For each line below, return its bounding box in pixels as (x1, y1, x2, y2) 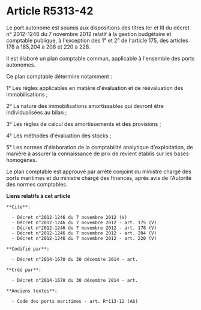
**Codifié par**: (6, 246, 50, 252)
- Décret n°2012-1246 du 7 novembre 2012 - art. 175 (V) (11, 219, 157, 225)
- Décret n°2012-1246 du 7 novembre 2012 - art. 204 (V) (11, 230, 157, 236)
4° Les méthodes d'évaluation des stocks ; (6, 132, 112, 139)
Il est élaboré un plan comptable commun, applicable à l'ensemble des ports (6, 55, 195, 62)
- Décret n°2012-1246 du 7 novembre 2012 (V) (11, 214, 128, 220)
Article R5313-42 (6, 4, 94, 18)
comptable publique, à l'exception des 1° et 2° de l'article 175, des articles (6, 37, 189, 44)
